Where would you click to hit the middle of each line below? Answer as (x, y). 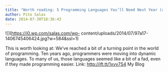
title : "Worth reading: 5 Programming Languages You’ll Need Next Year (81, 10)
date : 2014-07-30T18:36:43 (33, 19)
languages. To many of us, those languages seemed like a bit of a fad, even (83, 59)
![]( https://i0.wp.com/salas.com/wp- (42, 33)
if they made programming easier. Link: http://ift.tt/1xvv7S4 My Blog (75, 64)
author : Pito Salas (25, 14)
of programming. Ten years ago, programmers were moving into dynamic (81, 53)
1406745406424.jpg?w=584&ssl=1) (42, 38)
